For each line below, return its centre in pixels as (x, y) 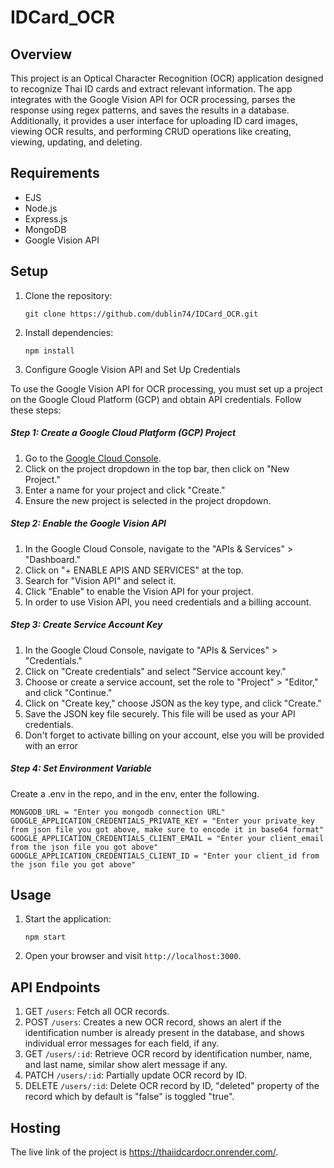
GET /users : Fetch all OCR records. (97, 1012)
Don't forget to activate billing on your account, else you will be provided (174, 735)
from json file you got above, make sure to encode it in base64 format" (167, 829)
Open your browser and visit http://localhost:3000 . (133, 956)
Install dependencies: (69, 332)
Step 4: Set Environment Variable (81, 768)
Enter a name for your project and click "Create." (125, 490)
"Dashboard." (52, 559)
